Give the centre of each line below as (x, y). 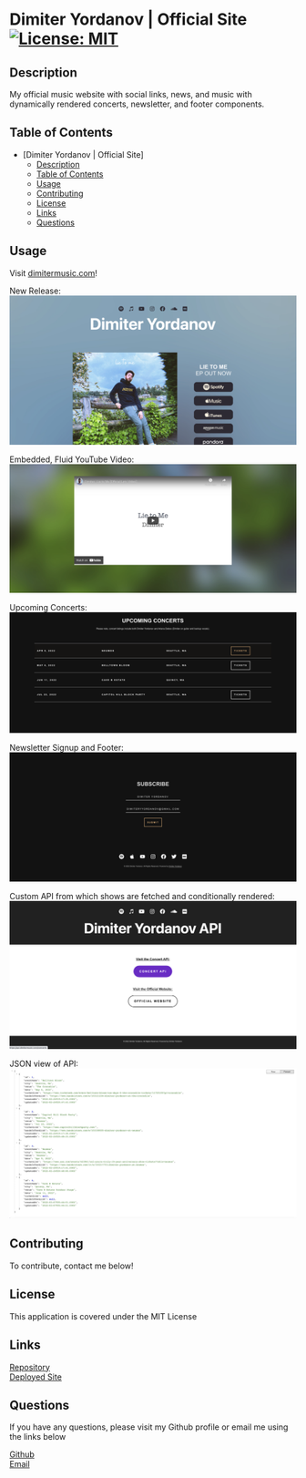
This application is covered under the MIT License (103, 1316)
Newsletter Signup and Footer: (67, 747)
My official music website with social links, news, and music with (131, 94)
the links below (38, 1437)
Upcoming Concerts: (49, 607)
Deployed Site (36, 1377)
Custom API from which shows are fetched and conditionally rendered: (142, 896)
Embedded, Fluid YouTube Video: (72, 459)
